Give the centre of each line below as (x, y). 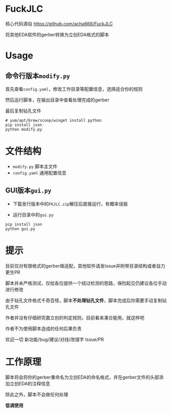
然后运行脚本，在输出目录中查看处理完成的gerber (57, 100)
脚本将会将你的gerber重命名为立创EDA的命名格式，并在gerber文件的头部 (82, 377)
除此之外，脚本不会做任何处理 (37, 394)
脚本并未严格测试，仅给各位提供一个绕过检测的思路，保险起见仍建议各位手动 (86, 283)
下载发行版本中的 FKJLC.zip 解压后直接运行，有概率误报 (70, 204)
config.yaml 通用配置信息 (39, 172)
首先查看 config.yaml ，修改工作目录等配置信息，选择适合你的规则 (74, 89)
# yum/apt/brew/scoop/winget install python (53, 120)
